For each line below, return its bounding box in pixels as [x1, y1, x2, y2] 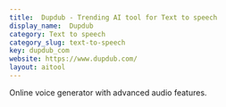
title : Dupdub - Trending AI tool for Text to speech [9, 12, 218, 22]
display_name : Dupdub [9, 21, 94, 30]
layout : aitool [9, 63, 66, 72]
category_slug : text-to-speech [9, 37, 126, 47]
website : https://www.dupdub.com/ [9, 54, 138, 63]
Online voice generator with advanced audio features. [9, 86, 207, 98]
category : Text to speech [9, 29, 105, 38]
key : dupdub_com [9, 46, 70, 55]
